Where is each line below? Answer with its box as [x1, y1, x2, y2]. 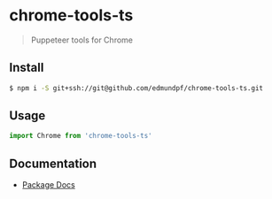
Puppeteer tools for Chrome [30, 34, 133, 45]
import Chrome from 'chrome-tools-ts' [9, 132, 152, 141]
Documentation [9, 156, 97, 171]
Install [9, 60, 44, 75]
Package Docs [21, 180, 75, 190]
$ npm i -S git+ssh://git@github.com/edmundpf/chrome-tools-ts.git [9, 83, 264, 93]
